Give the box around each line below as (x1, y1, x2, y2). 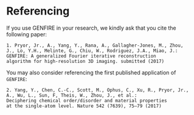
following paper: (6, 30, 47, 38)
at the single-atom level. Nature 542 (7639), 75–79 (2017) (6, 103, 162, 109)
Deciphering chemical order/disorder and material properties (6, 97, 167, 103)
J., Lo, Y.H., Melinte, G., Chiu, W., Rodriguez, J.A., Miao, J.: (6, 47, 178, 54)
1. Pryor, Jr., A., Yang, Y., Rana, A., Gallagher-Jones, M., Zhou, (6, 42, 184, 48)
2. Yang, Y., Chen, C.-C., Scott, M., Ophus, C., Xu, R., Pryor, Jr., (6, 87, 189, 93)
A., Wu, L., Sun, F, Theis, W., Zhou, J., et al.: (6, 92, 137, 98)
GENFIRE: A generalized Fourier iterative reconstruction (6, 53, 156, 59)
